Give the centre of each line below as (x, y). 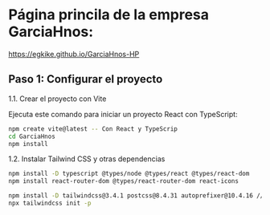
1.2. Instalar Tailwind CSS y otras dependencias (87, 159)
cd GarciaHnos (32, 136)
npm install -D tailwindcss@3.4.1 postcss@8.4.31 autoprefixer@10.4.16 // (136, 196)
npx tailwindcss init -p (50, 203)
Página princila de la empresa (109, 15)
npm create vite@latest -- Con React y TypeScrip (93, 129)
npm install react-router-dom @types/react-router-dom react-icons (124, 181)
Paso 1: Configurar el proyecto (86, 79)
